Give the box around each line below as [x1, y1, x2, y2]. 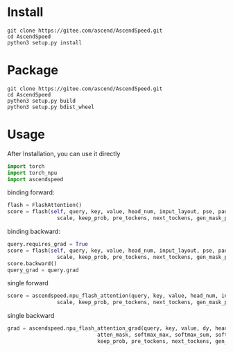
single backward [7, 312, 55, 320]
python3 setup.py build [7, 97, 76, 104]
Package [7, 62, 59, 78]
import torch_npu [7, 169, 58, 176]
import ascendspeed [7, 176, 64, 183]
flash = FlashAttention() [7, 202, 82, 209]
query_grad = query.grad [7, 267, 79, 274]
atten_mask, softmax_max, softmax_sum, [96, 331, 213, 339]
